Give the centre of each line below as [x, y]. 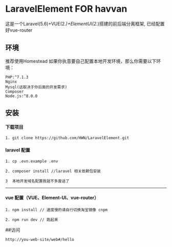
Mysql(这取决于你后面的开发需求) [36, 87]
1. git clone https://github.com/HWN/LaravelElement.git [67, 138]
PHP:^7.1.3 [17, 77]
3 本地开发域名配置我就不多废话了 [37, 181]
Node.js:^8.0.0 [21, 96]
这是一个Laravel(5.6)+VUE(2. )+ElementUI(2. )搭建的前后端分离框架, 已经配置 [85, 24]
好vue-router [19, 30]
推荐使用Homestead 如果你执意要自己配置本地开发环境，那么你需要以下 [81, 61]
